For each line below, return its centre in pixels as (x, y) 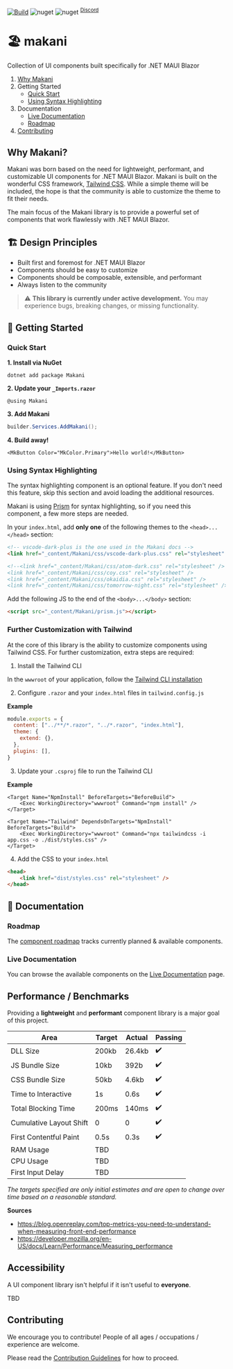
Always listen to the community (62, 285)
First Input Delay (37, 1173)
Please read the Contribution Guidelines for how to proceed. (93, 1358)
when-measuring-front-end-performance (77, 1231)
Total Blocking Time (43, 1108)
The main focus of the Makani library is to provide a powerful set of (103, 212)
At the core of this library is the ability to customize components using (107, 644)
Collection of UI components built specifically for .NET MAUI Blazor (103, 65)
